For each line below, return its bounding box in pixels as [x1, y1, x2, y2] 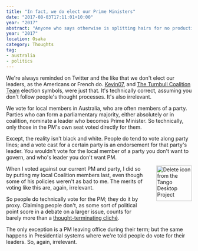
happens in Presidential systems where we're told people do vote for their [6, 232, 186, 239]
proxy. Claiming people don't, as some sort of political [6, 201, 137, 208]
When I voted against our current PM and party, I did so [6, 165, 141, 172]
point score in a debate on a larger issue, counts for [6, 208, 131, 215]
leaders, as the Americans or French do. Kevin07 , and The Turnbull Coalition [6, 80, 191, 87]
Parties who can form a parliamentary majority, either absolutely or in [6, 110, 174, 118]
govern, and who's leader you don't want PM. [6, 154, 117, 161]
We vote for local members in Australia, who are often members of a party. [6, 105, 187, 112]
